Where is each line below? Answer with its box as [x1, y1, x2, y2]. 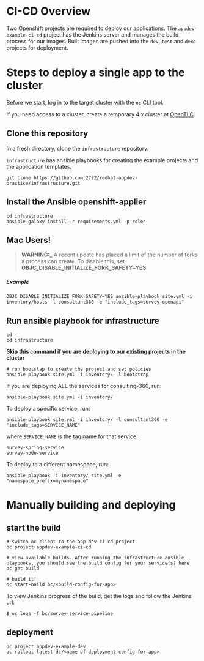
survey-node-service [6, 450, 59, 457]
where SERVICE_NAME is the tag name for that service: [6, 433, 139, 440]
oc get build [6, 566, 40, 572]
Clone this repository [6, 129, 89, 139]
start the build [6, 522, 61, 533]
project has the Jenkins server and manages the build [43, 31, 179, 38]
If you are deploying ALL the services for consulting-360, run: [6, 383, 162, 390]
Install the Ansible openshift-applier [6, 197, 147, 207]
